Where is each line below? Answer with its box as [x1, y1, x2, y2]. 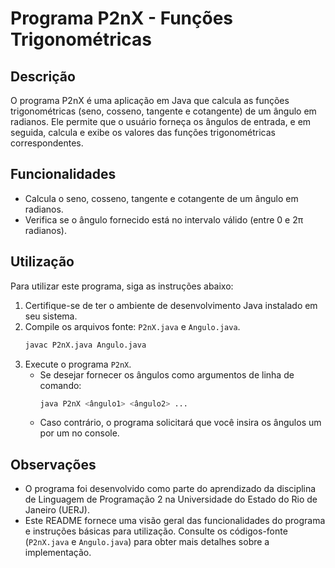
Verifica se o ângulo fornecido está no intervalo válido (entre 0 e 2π [24, 213, 304, 226]
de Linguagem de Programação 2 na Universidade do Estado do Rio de [24, 493, 318, 506]
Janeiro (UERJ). [24, 504, 90, 516]
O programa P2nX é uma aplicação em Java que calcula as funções [10, 95, 290, 106]
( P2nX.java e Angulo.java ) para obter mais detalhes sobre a [24, 536, 270, 548]
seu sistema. [24, 310, 78, 322]
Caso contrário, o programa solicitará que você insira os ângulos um [39, 417, 322, 429]
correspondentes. [10, 137, 84, 149]
